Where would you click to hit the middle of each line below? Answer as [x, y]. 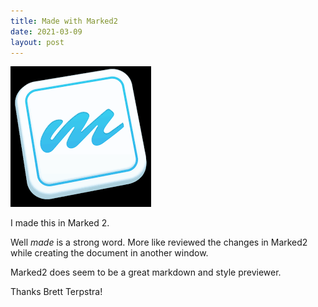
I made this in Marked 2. [60, 223]
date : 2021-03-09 [46, 31]
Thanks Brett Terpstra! [56, 292]
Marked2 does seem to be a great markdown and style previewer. [146, 272]
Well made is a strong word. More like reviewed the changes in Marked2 [159, 242]
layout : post [37, 42]
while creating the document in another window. [109, 253]
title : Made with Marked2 [64, 21]
